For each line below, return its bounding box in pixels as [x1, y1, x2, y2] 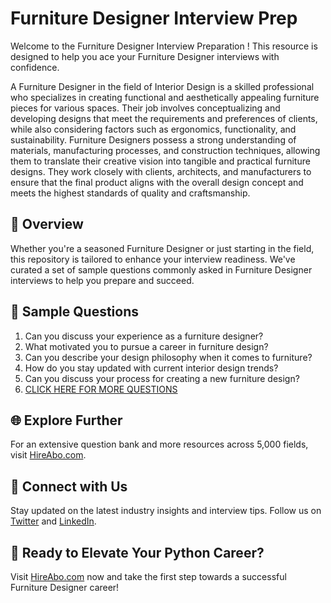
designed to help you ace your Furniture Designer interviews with [10, 50, 280, 62]
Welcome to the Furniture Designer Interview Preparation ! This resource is [10, 40, 318, 52]
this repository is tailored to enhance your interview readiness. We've [10, 253, 296, 265]
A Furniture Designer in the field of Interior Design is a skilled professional [10, 80, 315, 92]
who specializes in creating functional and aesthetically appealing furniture [10, 91, 320, 103]
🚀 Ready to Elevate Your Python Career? [10, 544, 265, 561]
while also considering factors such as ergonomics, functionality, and [10, 123, 297, 135]
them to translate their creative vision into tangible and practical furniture [10, 155, 311, 167]
